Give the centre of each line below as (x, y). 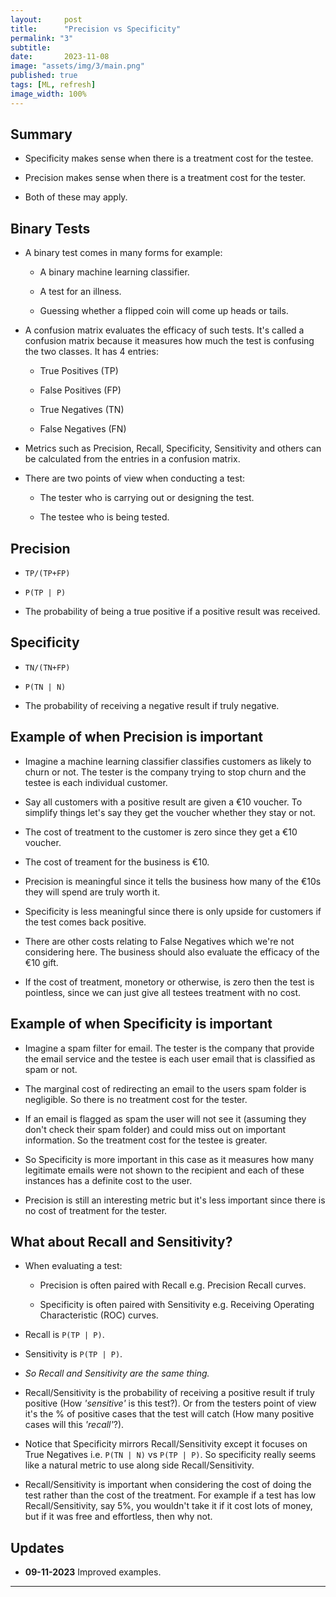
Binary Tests (50, 228)
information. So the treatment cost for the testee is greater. (146, 1140)
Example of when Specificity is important (141, 1024)
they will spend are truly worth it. (92, 892)
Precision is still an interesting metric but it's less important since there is (175, 1200)
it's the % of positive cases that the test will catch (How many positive (169, 1414)
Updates (37, 1547)
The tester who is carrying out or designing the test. (147, 498)
